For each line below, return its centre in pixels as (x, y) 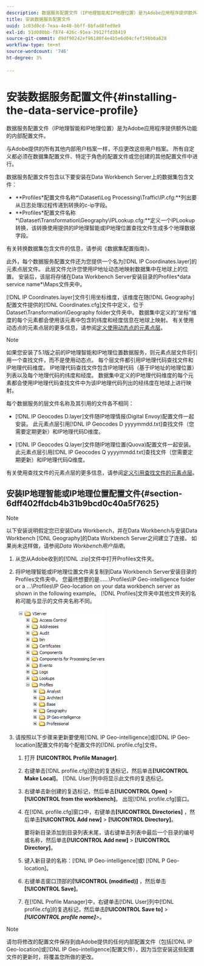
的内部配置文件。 (28, 136)
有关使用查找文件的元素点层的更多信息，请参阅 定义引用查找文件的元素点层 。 (102, 473)
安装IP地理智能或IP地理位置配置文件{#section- (94, 493)
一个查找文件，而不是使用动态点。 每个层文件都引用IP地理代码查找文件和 (102, 360)
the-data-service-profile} (72, 110)
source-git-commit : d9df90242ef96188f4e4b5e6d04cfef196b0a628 (87, 39)
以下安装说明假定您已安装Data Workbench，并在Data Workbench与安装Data (102, 531)
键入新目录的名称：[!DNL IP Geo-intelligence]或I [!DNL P (95, 861)
